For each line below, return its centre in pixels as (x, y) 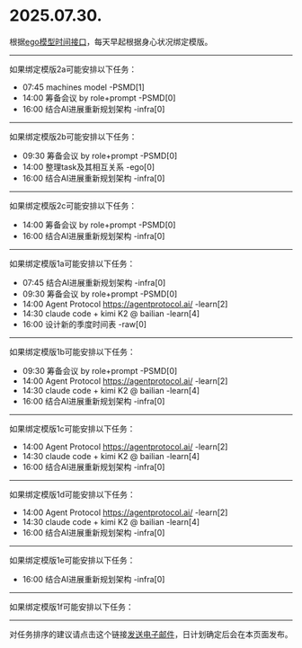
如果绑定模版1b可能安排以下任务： (73, 351)
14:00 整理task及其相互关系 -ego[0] (89, 166)
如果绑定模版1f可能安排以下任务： (71, 607)
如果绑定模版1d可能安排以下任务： (73, 494)
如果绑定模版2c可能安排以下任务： (73, 205)
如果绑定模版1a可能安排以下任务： (72, 263)
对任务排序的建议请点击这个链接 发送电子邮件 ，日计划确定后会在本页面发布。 (151, 634)
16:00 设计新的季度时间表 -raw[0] (84, 324)
